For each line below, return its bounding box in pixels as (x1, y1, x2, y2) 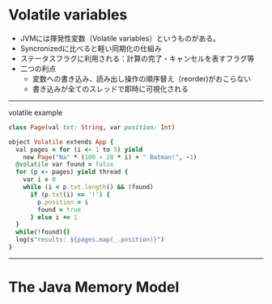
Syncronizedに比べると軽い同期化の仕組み (19, 43, 162, 53)
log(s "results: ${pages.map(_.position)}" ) (15, 236, 164, 244)
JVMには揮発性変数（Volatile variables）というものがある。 (19, 33, 220, 43)
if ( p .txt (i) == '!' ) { (29, 190, 111, 199)
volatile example (8, 108, 63, 117)
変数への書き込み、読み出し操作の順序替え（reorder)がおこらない (32, 74, 252, 83)
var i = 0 (23, 175, 57, 184)
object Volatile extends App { (8, 137, 114, 146)
